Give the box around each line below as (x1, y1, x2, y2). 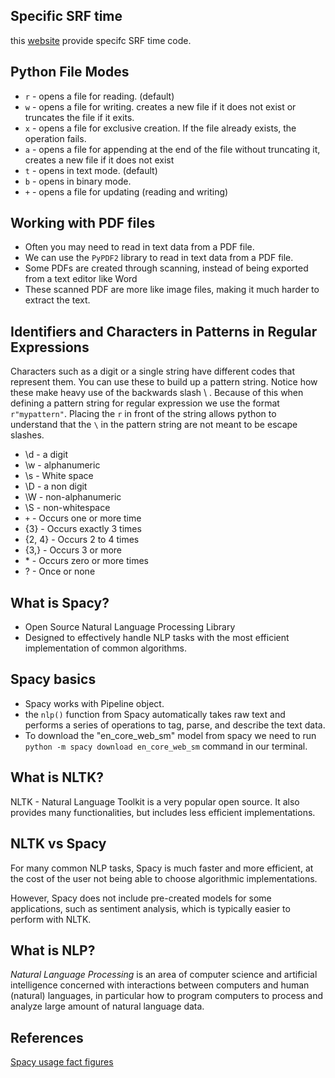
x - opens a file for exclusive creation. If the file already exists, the (24, 122, 297, 134)
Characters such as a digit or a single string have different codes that (10, 365, 296, 378)
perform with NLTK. (10, 913, 92, 925)
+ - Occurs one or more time (24, 512, 142, 524)
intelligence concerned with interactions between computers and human (10, 979, 310, 991)
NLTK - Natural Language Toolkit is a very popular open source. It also (10, 795, 300, 808)
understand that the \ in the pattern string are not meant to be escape (10, 419, 298, 431)
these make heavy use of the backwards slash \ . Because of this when (10, 387, 304, 399)
